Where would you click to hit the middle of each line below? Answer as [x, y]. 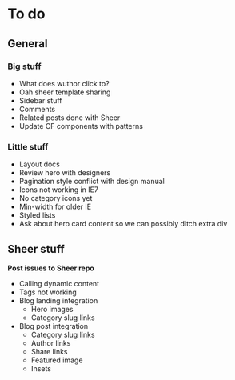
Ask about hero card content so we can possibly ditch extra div [123, 224]
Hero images [52, 309]
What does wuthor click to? [64, 83]
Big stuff [24, 66]
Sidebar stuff [40, 100]
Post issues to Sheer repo [51, 268]
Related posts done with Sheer [70, 118]
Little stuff [28, 146]
